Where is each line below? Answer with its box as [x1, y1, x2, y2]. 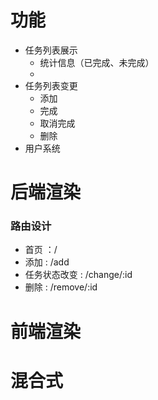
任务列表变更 [24, 79, 78, 91]
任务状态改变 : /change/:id [24, 269, 133, 281]
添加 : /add [24, 256, 70, 268]
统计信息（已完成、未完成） [39, 56, 155, 68]
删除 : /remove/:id [24, 281, 98, 293]
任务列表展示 [24, 44, 78, 56]
